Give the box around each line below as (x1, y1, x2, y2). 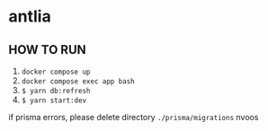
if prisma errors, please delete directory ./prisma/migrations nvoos (8, 112, 259, 122)
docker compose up (21, 67, 91, 76)
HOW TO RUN (8, 42, 86, 57)
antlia (8, 6, 51, 27)
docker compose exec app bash (21, 77, 136, 86)
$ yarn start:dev (21, 96, 87, 105)
